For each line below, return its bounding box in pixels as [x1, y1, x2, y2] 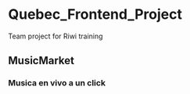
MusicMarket [8, 54, 74, 67]
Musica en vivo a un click [8, 78, 106, 89]
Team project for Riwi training [8, 31, 103, 41]
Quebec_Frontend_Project [8, 5, 182, 23]
